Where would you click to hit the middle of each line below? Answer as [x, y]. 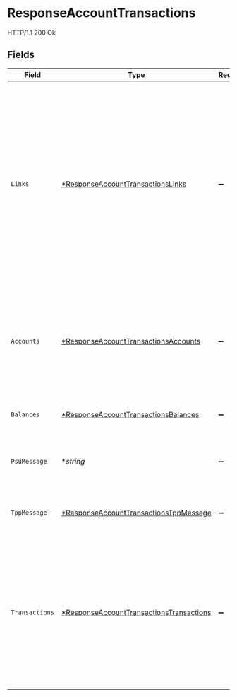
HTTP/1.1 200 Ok [32, 33]
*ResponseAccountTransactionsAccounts [131, 341]
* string [73, 461]
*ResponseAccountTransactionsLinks [124, 184]
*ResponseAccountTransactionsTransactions [136, 612]
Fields [21, 55]
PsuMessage [29, 461]
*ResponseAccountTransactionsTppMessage [136, 512]
